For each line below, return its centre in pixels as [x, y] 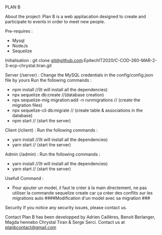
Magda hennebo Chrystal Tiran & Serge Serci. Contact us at [65, 222]
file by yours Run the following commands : [48, 80]
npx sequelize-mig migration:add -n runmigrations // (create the [76, 100]
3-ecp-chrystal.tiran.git [28, 66]
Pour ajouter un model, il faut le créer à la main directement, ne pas [79, 188]
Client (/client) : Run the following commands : [52, 130]
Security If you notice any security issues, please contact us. [66, 207]
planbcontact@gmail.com [31, 227]
